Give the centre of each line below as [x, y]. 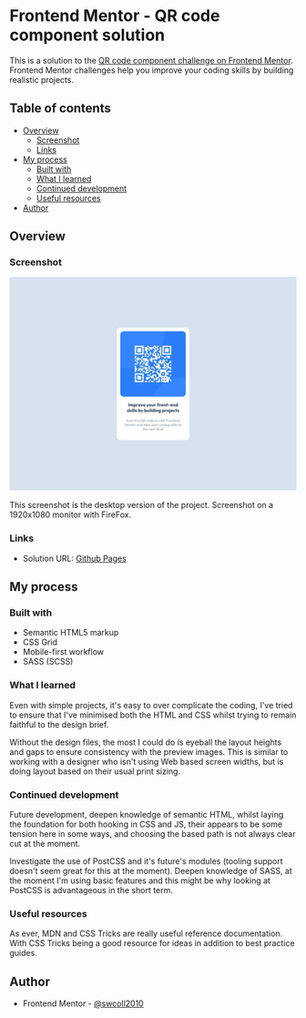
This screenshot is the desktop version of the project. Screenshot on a [142, 505]
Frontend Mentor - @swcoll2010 [83, 1003]
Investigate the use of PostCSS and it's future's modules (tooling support [147, 861]
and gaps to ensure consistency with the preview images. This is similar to [149, 751]
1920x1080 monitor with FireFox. [71, 514]
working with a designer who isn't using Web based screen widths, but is [147, 761]
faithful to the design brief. [59, 724]
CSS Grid [40, 642]
